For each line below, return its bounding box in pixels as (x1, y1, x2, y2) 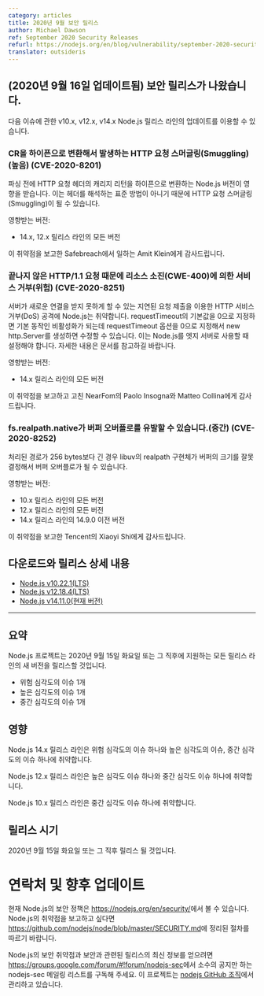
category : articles (8, 11, 72, 20)
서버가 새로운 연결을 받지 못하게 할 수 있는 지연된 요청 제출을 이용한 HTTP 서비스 (8, 302, 255, 311)
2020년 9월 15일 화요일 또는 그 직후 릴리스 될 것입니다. (8, 846, 177, 855)
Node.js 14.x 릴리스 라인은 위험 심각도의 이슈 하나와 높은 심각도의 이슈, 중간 (8, 745, 240, 754)
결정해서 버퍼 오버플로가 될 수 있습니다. (8, 461, 128, 471)
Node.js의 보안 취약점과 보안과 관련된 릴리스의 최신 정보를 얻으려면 (8, 950, 214, 959)
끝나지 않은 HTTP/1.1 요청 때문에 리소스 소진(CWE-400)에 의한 (8, 271, 234, 282)
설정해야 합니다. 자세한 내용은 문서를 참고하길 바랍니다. (8, 341, 176, 350)
